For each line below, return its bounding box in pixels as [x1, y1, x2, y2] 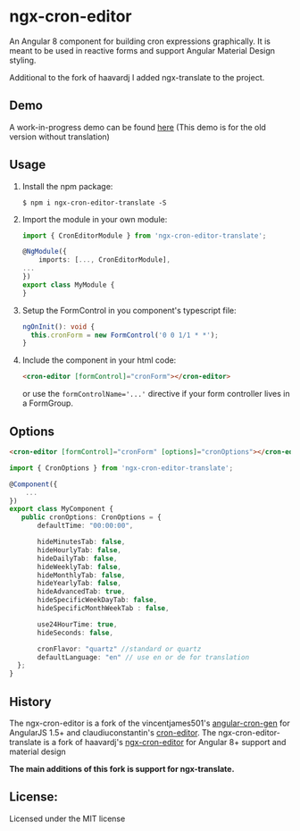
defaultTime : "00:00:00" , [37, 521, 134, 531]
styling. [9, 55, 37, 65]
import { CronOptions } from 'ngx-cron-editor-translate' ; [9, 463, 234, 473]
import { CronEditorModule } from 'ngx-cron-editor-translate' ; [21, 231, 267, 240]
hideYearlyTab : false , [37, 579, 122, 588]
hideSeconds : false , [37, 628, 114, 637]
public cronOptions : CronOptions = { [21, 513, 162, 522]
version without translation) [9, 131, 110, 142]
